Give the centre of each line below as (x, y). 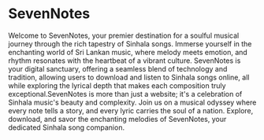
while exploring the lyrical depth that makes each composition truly (117, 85)
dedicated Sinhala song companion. (66, 127)
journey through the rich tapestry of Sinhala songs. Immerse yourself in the (130, 43)
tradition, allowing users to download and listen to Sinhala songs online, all (129, 77)
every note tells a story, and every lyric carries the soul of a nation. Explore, (131, 110)
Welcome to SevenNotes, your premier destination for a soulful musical (124, 35)
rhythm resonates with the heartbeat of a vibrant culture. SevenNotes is (125, 61)
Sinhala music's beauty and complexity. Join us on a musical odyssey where (132, 102)
